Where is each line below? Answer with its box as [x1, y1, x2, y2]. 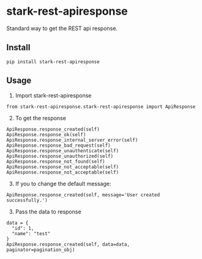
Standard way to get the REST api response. [6, 25, 118, 32]
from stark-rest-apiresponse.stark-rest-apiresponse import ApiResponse [6, 103, 196, 110]
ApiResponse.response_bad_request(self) [6, 142, 111, 149]
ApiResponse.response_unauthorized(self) [6, 153, 114, 159]
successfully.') [6, 197, 48, 203]
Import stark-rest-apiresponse [15, 91, 92, 99]
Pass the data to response [15, 207, 81, 215]
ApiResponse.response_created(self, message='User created [6, 191, 160, 198]
